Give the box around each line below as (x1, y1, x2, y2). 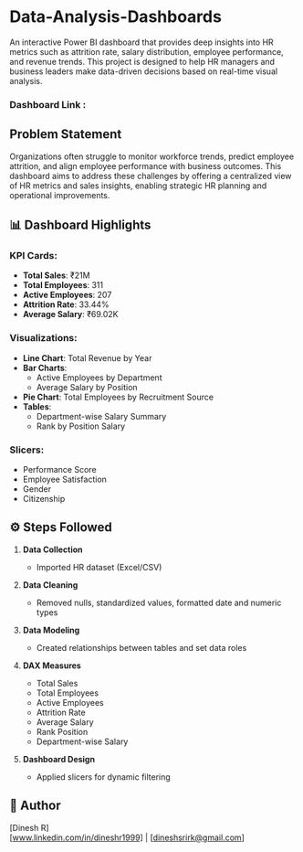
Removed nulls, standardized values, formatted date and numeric (36, 597, 282, 608)
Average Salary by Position (36, 381, 139, 392)
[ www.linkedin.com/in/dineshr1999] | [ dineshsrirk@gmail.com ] (9, 832, 245, 843)
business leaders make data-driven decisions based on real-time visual (9, 66, 278, 77)
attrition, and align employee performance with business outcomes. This (9, 160, 282, 171)
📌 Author (9, 798, 61, 814)
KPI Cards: (9, 249, 57, 261)
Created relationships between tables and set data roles (36, 642, 247, 653)
